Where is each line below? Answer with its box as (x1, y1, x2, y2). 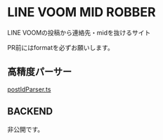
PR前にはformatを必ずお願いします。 (7, 43, 114, 51)
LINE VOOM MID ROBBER (7, 4, 156, 20)
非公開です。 (7, 125, 44, 134)
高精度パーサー (7, 66, 72, 78)
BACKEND (7, 106, 53, 117)
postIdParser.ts (7, 85, 51, 94)
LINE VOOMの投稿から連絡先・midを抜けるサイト (7, 28, 151, 37)
